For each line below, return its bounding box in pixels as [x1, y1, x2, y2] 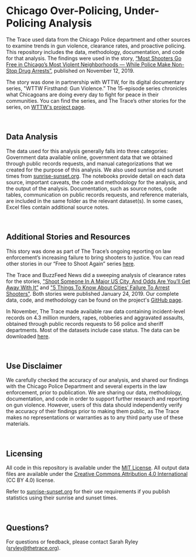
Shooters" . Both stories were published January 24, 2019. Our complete [6, 290, 179, 297]
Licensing [6, 448, 43, 458]
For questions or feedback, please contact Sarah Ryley [6, 538, 139, 545]
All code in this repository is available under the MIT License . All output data [6, 464, 190, 471]
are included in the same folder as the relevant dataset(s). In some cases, [6, 197, 183, 204]
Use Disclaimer [6, 361, 63, 371]
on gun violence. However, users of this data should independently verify [6, 401, 183, 409]
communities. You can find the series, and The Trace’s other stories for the [6, 97, 186, 104]
